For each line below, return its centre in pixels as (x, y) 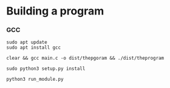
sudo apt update (27, 42)
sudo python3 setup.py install (46, 69)
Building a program (55, 11)
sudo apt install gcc (34, 48)
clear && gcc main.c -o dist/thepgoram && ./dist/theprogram (85, 58)
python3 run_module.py (35, 80)
